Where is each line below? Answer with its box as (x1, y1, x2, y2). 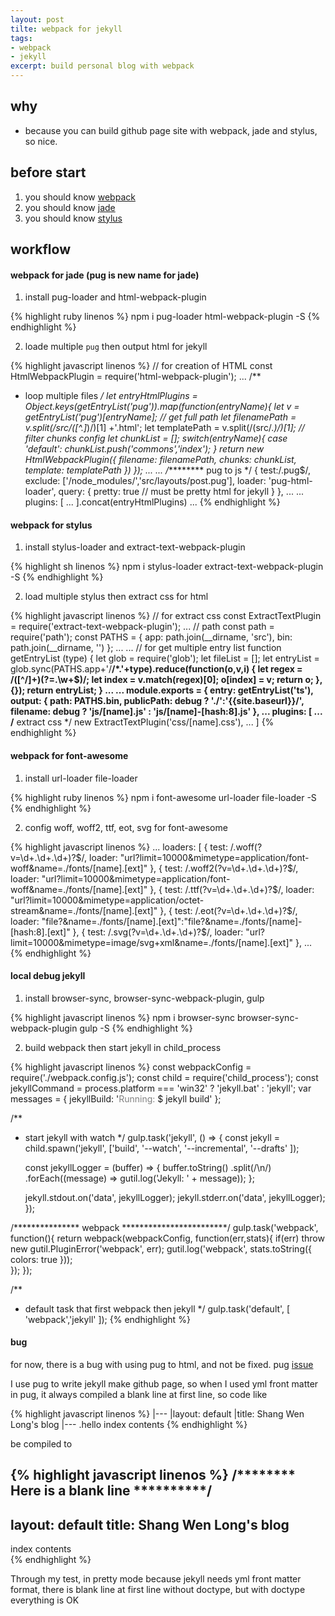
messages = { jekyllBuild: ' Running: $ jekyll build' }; (10, 1092, 222, 1105)
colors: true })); (10, 1253, 73, 1265)
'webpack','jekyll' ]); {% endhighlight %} (24, 1313, 191, 1325)
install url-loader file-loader (24, 772, 138, 784)
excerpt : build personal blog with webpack (10, 61, 195, 71)
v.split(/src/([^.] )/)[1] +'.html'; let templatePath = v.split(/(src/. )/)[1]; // (24, 422, 305, 434)
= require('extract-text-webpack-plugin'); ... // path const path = (10, 621, 275, 633)
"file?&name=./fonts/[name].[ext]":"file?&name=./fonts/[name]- (41, 915, 303, 927)
